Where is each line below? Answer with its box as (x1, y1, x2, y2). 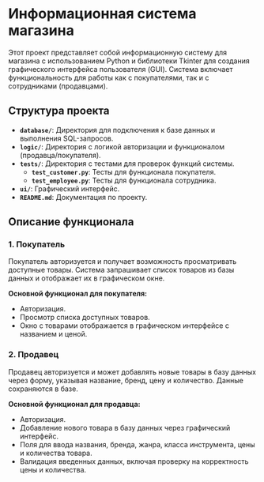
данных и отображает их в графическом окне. (8, 273, 165, 283)
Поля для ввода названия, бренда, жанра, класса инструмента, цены (19, 439, 255, 449)
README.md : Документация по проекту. (19, 192, 148, 201)
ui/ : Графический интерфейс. (19, 183, 120, 194)
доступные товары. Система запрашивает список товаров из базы (8, 265, 235, 275)
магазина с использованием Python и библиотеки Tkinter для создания (8, 56, 251, 66)
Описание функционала (8, 215, 134, 229)
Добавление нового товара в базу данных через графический (19, 423, 231, 432)
